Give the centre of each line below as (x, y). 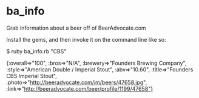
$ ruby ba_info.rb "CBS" (36, 51)
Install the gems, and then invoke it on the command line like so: (86, 39)
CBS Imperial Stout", (32, 76)
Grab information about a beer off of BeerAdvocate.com (76, 28)
